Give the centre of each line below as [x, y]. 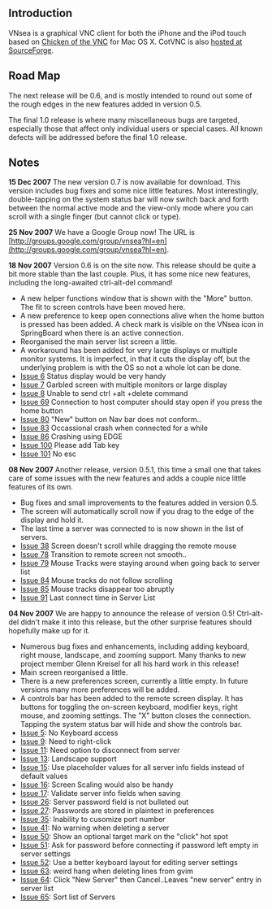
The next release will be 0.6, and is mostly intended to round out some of [130, 95]
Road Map [35, 76]
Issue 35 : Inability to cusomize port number [93, 820]
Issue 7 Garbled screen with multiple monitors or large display [123, 385]
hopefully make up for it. [50, 631]
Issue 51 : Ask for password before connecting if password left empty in [139, 846]
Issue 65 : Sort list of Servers [68, 897]
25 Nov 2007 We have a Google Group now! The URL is [101, 233]
